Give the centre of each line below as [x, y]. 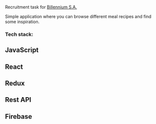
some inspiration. [22, 22]
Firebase [19, 116]
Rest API [18, 100]
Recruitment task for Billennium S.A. [41, 7]
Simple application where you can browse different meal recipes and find [78, 16]
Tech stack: [19, 34]
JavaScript [22, 50]
